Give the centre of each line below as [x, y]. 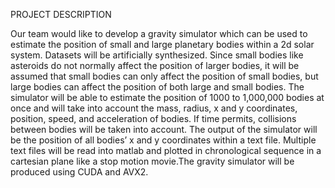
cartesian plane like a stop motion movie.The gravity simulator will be [152, 161]
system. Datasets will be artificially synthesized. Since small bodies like [157, 55]
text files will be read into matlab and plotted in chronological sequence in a [166, 150]
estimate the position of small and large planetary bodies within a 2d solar [162, 44]
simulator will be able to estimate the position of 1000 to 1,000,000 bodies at [167, 97]
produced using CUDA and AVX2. [79, 172]
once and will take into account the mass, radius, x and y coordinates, [154, 108]
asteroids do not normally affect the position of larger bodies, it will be [155, 65]
